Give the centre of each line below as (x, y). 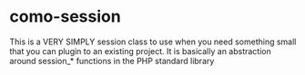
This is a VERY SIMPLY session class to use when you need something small (153, 42)
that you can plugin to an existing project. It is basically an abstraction (140, 51)
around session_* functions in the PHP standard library (112, 61)
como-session (65, 17)
